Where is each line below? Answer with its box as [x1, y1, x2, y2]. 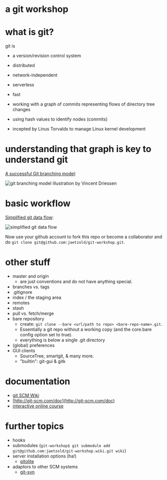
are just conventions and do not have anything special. [19, 278, 132, 284]
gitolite [19, 458, 34, 464]
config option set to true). [19, 331, 73, 337]
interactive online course [12, 403, 64, 409]
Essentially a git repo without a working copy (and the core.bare [19, 326, 152, 332]
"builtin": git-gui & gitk [19, 358, 66, 364]
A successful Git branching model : [5, 171, 76, 177]
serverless [12, 82, 34, 88]
